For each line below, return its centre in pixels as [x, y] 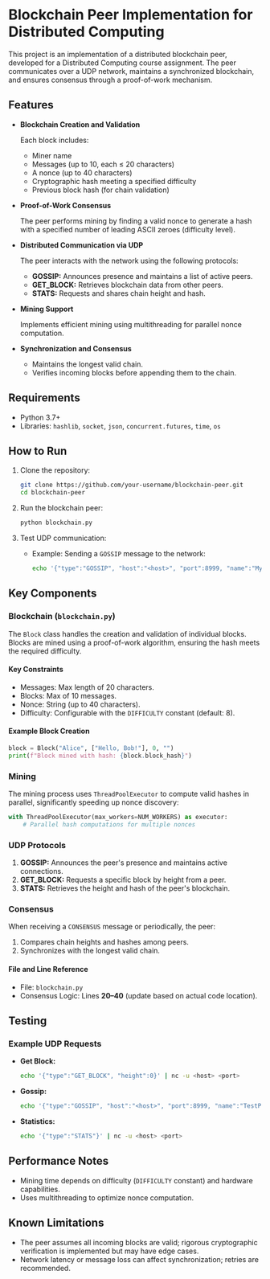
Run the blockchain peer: [61, 508]
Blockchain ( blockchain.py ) [62, 617]
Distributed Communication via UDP [82, 245]
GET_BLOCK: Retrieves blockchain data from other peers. [127, 285]
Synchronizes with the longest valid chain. [90, 951]
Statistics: [37, 1121]
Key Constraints [36, 670]
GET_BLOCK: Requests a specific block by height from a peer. [123, 880]
